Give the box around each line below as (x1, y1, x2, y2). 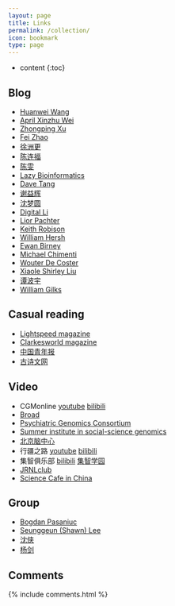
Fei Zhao (19, 132, 49, 141)
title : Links (8, 19, 51, 27)
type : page (8, 41, 44, 49)
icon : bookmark (8, 33, 59, 42)
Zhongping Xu (19, 124, 67, 133)
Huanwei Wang (19, 106, 70, 116)
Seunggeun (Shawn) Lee (19, 526, 101, 535)
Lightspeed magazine (19, 329, 91, 338)
